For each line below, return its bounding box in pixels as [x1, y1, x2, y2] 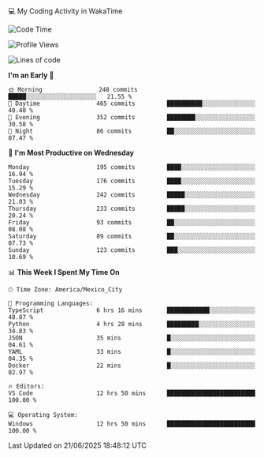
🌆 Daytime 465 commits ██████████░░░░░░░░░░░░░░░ [8, 99, 256, 107]
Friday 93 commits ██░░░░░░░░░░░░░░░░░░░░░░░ [8, 219, 256, 227]
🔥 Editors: [8, 382, 45, 390]
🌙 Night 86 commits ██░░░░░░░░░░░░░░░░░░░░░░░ [8, 127, 256, 135]
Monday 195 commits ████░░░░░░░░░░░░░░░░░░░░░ [8, 163, 256, 171]
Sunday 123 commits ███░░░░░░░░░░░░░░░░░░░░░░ [8, 246, 256, 254]
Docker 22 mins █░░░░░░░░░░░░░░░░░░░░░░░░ [8, 362, 256, 370]
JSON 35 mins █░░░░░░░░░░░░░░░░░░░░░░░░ [8, 334, 256, 342]
